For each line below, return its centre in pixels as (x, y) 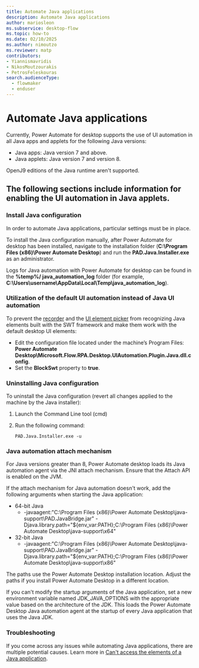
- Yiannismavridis (29, 61)
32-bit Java (29, 537)
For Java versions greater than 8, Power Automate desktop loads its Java (96, 464)
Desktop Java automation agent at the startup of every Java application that (99, 611)
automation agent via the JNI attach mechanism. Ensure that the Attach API (98, 470)
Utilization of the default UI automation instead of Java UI (90, 298)
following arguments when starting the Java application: (75, 495)
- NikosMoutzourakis (32, 67)
